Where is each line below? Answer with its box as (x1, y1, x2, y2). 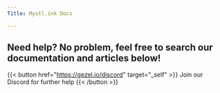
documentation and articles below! (7, 52, 161, 64)
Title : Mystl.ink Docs (7, 10, 73, 17)
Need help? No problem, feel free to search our (7, 42, 213, 54)
